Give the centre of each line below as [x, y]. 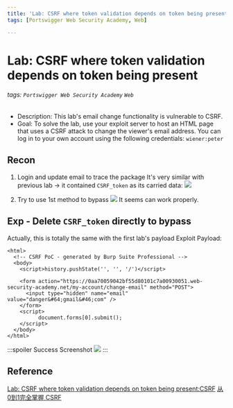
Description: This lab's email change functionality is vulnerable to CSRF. [120, 116]
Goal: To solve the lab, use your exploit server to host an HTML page [115, 124]
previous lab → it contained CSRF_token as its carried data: [100, 185]
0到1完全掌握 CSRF [34, 398]
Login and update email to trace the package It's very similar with [111, 177]
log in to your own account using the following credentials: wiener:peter [120, 138]
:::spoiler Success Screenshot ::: [58, 349]
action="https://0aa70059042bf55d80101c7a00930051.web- [120, 281]
